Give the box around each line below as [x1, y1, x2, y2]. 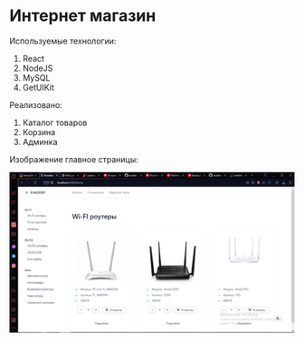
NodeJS [22, 63, 53, 73]
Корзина [22, 126, 56, 137]
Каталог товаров [22, 117, 88, 128]
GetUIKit [22, 82, 54, 93]
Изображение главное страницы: [9, 153, 138, 164]
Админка [22, 136, 58, 147]
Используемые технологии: [9, 35, 117, 46]
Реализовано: [9, 99, 63, 110]
